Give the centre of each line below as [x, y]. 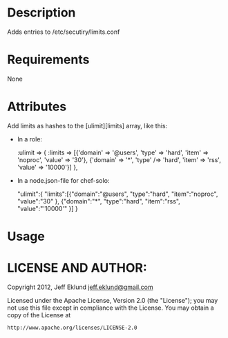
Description [41, 13]
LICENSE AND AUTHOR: [77, 268]
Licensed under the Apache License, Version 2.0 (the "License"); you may [113, 300]
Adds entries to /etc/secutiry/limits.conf [64, 32]
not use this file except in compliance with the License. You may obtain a [111, 308]
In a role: [30, 139]
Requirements [48, 60]
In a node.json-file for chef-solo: [63, 180]
